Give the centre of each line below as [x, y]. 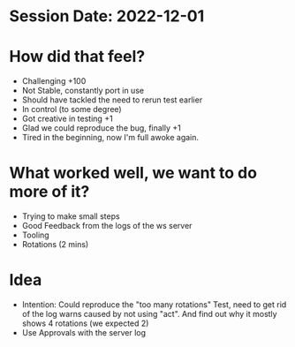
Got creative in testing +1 [67, 119]
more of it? [49, 192]
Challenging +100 [54, 81]
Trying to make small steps [71, 216]
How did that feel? [77, 57]
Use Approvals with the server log [84, 332]
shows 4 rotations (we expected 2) [85, 323]
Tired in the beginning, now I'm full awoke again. [110, 138]
